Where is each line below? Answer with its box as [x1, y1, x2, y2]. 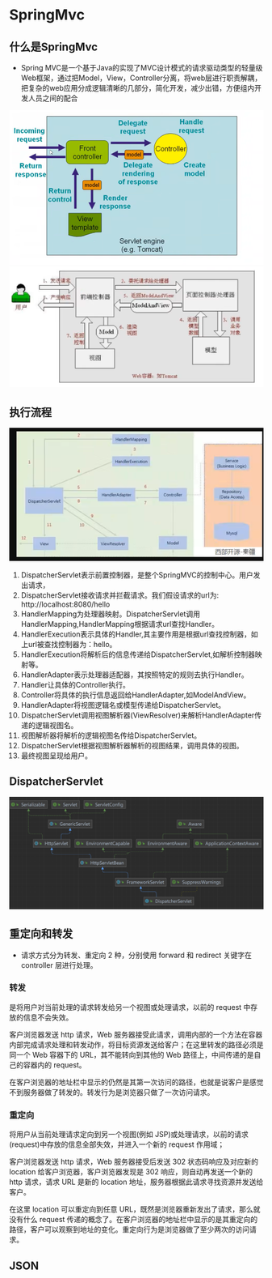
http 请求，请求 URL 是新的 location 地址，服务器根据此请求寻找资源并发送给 [9, 1177, 264, 1187]
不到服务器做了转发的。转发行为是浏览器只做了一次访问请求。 [9, 1087, 215, 1097]
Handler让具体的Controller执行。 [20, 679, 130, 689]
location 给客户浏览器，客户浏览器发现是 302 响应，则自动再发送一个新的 [9, 1167, 253, 1177]
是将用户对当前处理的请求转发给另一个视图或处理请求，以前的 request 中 [9, 1002, 251, 1012]
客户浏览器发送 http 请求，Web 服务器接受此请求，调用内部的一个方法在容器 [9, 1029, 263, 1039]
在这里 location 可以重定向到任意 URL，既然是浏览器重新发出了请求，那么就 [9, 1204, 261, 1214]
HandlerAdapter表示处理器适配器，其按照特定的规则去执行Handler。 [20, 670, 249, 679]
